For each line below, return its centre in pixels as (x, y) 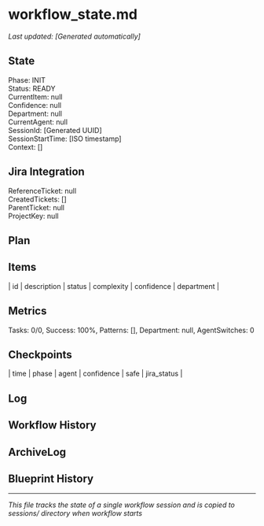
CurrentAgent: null (38, 122)
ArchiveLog (37, 452)
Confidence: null (35, 105)
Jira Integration (46, 172)
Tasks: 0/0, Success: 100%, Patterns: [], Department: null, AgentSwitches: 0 (131, 330)
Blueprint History (51, 478)
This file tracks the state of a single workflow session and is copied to (122, 505)
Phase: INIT (27, 80)
